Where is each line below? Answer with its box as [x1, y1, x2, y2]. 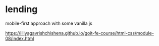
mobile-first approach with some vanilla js [5, 20, 92, 26]
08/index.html [5, 35, 34, 41]
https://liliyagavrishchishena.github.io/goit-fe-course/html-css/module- [5, 30, 154, 36]
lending [5, 4, 38, 15]
